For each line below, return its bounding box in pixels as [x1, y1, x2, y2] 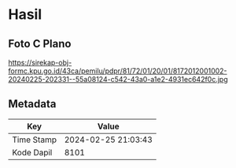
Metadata [8, 97, 57, 111]
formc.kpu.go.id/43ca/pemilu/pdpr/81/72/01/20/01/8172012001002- [8, 66, 227, 76]
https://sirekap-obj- [8, 58, 72, 67]
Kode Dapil [12, 147, 53, 158]
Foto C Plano [8, 37, 72, 50]
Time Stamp [12, 134, 57, 145]
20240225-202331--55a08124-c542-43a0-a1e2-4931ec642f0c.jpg [8, 75, 228, 84]
